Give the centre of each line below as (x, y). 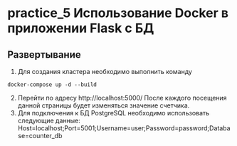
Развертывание (44, 54)
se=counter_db (40, 136)
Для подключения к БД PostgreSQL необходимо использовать (114, 113)
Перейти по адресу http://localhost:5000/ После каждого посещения (122, 98)
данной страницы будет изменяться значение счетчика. (104, 105)
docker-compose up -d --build (52, 85)
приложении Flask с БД (81, 28)
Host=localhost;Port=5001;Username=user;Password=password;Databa (124, 128)
